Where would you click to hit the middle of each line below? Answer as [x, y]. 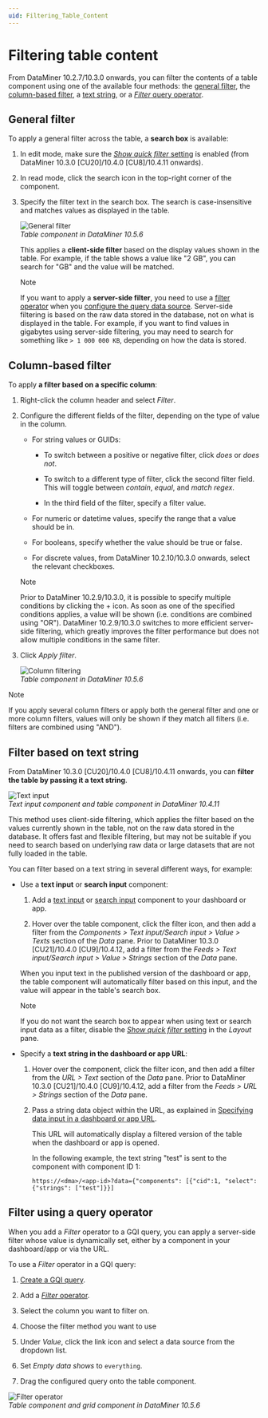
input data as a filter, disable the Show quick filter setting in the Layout [136, 1030]
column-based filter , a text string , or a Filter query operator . [106, 94]
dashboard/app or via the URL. [59, 1249]
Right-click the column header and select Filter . [98, 400]
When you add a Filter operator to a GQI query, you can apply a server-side [132, 1232]
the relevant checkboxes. [73, 566]
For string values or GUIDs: [76, 439]
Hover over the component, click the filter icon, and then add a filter [143, 1069]
